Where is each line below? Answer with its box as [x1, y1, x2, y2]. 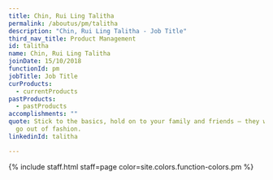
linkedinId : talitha [8, 132, 79, 140]
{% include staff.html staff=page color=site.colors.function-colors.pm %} [8, 161, 254, 171]
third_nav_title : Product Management [8, 34, 136, 43]
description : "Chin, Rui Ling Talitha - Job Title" [8, 27, 187, 35]
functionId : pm [8, 65, 60, 73]
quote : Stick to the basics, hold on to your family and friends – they [8, 118, 260, 126]
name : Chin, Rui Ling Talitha [8, 49, 111, 58]
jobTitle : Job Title [8, 72, 79, 80]
